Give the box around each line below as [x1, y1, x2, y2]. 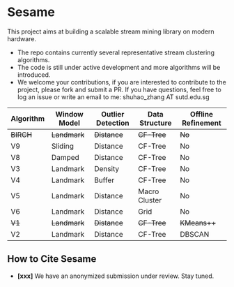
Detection [96, 118, 130, 128]
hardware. [7, 34, 37, 43]
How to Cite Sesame [7, 253, 97, 265]
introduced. [17, 71, 51, 79]
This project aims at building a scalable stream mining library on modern [7, 27, 214, 36]
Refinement [182, 118, 221, 128]
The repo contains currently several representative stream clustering [17, 48, 214, 57]
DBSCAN [180, 229, 210, 239]
